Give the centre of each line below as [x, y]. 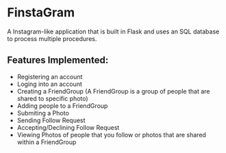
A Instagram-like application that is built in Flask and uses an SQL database [113, 31]
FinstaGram [41, 13]
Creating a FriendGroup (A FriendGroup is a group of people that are [113, 91]
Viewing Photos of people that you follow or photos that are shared [112, 135]
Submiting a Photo [43, 113]
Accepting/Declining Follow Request [68, 127]
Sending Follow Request [51, 120]
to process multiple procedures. [52, 38]
